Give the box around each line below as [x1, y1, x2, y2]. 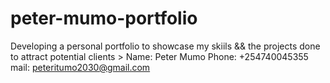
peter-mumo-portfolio [10, 7, 198, 30]
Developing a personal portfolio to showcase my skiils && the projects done [10, 40, 321, 52]
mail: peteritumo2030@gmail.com [10, 61, 151, 73]
